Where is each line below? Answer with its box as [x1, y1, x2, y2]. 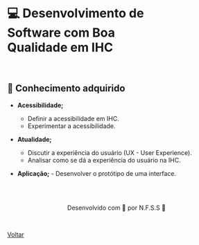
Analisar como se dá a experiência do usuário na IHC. [27, 156, 182, 164]
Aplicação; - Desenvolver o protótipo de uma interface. [17, 169, 177, 177]
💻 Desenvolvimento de [7, 6, 144, 21]
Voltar [7, 230, 24, 239]
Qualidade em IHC [7, 39, 113, 55]
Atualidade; [17, 135, 52, 143]
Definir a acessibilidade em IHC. [27, 114, 119, 122]
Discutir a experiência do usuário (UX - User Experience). [27, 148, 192, 156]
